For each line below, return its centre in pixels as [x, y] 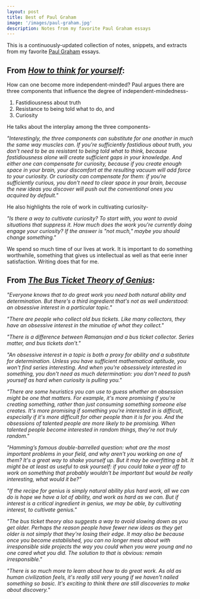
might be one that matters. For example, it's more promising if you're [91, 398]
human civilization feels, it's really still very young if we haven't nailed [93, 577]
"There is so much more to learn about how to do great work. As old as [94, 570]
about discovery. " [29, 589]
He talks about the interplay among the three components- [79, 127]
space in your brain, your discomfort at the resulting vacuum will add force [99, 170]
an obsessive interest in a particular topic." [60, 307]
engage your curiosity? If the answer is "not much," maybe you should [93, 231]
